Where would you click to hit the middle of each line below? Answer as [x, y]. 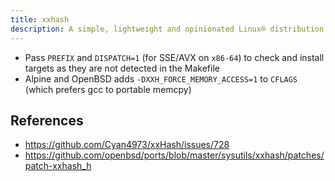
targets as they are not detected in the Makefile [122, 68]
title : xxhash [40, 19]
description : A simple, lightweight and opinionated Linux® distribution [167, 29]
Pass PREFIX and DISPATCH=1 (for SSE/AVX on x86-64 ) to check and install [174, 57]
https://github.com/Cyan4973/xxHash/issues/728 [127, 145]
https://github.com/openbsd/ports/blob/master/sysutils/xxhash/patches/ [174, 155]
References [47, 120]
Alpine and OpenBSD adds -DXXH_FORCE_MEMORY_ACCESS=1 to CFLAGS [161, 78]
